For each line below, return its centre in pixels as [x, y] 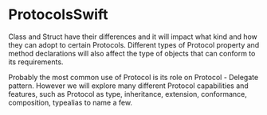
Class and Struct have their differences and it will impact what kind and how [133, 36]
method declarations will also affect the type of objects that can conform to [132, 53]
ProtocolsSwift [59, 15]
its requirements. [36, 62]
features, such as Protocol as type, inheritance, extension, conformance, [128, 94]
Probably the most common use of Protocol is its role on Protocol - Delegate [133, 77]
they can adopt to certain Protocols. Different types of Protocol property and [134, 44]
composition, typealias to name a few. [71, 102]
